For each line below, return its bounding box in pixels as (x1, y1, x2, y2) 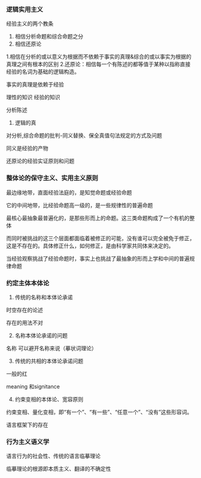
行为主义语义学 (6, 437, 50, 446)
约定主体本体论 (6, 279, 50, 287)
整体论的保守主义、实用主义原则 (6, 174, 99, 183)
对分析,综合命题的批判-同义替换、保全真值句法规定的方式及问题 (6, 132, 163, 139)
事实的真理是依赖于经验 (6, 81, 64, 88)
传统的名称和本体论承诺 (14, 293, 73, 301)
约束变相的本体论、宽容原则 (14, 395, 84, 403)
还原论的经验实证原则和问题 (6, 157, 75, 165)
